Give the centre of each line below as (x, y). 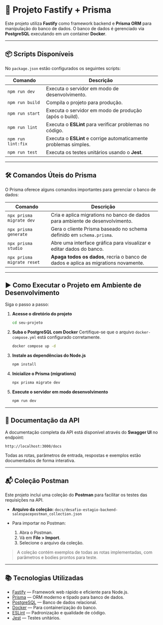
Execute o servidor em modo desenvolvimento (60, 392)
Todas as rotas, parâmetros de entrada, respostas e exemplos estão (73, 455)
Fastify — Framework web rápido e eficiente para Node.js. (70, 592)
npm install (24, 365)
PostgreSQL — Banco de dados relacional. (54, 603)
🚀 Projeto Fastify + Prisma (58, 10)
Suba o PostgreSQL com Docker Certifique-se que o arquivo (73, 332)
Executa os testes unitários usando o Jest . (94, 152)
